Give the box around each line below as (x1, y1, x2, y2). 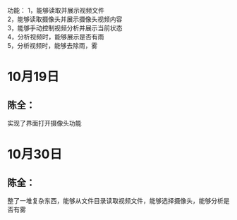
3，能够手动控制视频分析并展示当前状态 (7, 24, 123, 32)
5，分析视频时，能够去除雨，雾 (7, 42, 98, 49)
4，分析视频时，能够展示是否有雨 (7, 32, 104, 41)
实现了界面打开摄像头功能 (7, 119, 82, 127)
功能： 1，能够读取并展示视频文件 (7, 6, 104, 14)
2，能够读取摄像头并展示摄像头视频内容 (7, 15, 123, 23)
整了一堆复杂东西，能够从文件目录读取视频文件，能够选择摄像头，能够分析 (7, 197, 224, 204)
